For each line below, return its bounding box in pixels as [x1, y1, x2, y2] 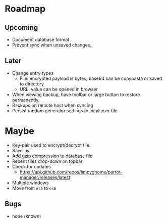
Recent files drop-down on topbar [12, 158, 83, 164]
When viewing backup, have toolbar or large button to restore [12, 92, 140, 98]
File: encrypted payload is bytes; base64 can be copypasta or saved [19, 75, 162, 81]
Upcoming [5, 23, 38, 32]
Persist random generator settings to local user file [12, 107, 118, 114]
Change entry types [12, 70, 54, 76]
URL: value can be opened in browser [19, 86, 98, 92]
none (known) [12, 213, 41, 219]
